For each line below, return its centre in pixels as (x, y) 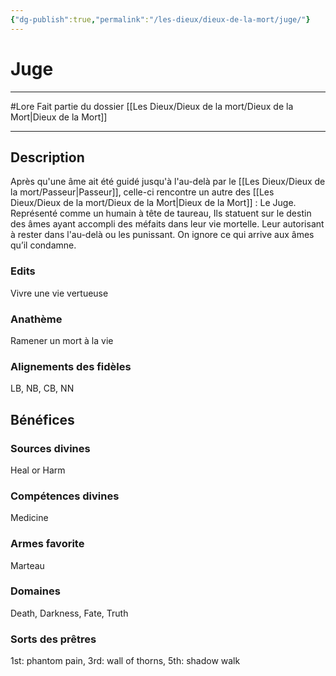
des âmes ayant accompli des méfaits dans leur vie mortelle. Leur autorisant (167, 224)
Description (47, 157)
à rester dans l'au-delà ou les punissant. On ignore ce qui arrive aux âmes (162, 235)
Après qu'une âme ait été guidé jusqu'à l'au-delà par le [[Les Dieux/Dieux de (168, 182)
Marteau (27, 565)
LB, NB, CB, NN (42, 388)
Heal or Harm (38, 470)
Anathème (36, 319)
